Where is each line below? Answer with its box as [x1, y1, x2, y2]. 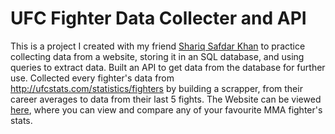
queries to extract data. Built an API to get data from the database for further [10, 61, 326, 73]
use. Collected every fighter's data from [10, 72, 175, 84]
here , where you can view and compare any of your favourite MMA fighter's [10, 103, 323, 116]
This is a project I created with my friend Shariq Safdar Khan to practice [10, 40, 306, 52]
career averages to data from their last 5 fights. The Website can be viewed [10, 93, 322, 105]
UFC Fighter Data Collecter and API [10, 7, 307, 30]
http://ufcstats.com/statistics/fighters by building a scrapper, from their [10, 82, 303, 94]
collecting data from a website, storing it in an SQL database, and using [10, 50, 305, 62]
